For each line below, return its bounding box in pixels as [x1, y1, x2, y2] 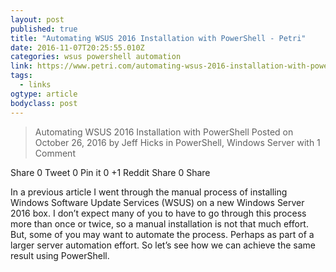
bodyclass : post [10, 98, 78, 108]
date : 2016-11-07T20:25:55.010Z [10, 42, 145, 53]
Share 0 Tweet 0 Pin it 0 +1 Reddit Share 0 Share [10, 166, 211, 178]
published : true [10, 24, 78, 34]
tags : [10, 71, 33, 81]
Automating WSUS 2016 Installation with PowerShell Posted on [34, 126, 294, 138]
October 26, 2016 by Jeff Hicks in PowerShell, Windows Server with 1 [34, 136, 321, 148]
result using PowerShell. [10, 249, 110, 261]
